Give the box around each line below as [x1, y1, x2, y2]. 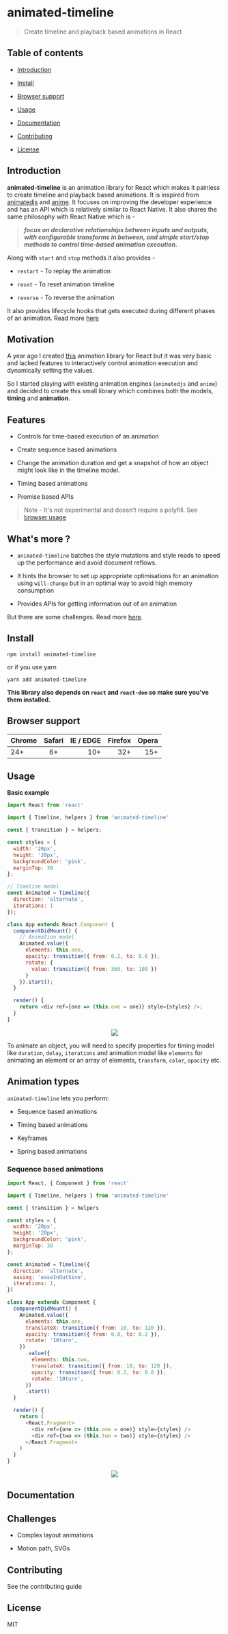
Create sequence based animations [16, 445, 117, 454]
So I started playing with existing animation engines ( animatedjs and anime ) [7, 380, 218, 388]
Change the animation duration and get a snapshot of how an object [16, 459, 209, 467]
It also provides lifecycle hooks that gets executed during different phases [7, 306, 216, 314]
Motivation [7, 334, 55, 345]
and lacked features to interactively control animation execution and [7, 359, 198, 367]
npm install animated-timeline [7, 651, 96, 658]
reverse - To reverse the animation [16, 293, 115, 301]
